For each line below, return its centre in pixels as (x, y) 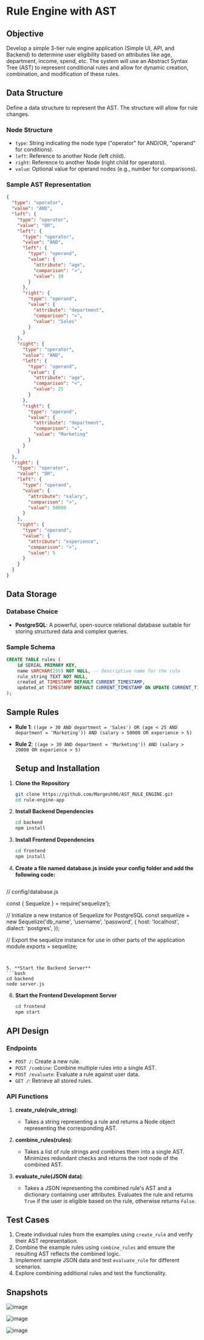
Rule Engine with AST (62, 11)
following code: (35, 874)
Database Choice (32, 611)
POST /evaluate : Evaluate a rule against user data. (77, 1074)
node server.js (25, 984)
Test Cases (28, 1220)
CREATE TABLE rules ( (34, 659)
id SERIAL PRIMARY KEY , (47, 665)
